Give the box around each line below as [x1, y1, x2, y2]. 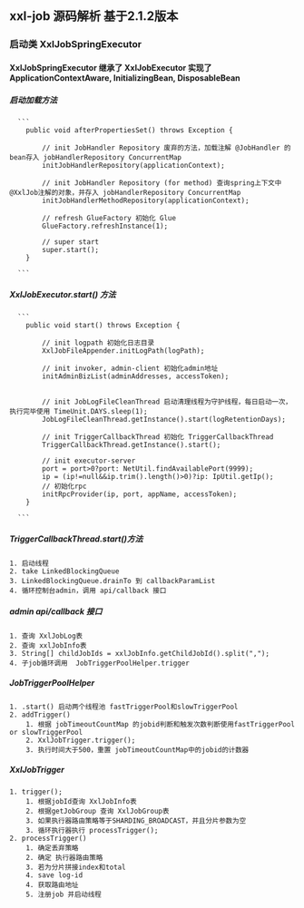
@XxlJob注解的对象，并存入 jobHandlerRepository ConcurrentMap [9, 188, 241, 197]
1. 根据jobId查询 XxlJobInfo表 [25, 796, 138, 805]
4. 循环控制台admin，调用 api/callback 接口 [9, 586, 167, 595]
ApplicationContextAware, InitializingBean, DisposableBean [9, 72, 240, 83]
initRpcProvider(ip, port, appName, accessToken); [42, 489, 238, 499]
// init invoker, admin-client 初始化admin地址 [42, 364, 219, 373]
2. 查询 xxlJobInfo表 [9, 640, 87, 650]
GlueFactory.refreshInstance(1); [42, 221, 169, 230]
